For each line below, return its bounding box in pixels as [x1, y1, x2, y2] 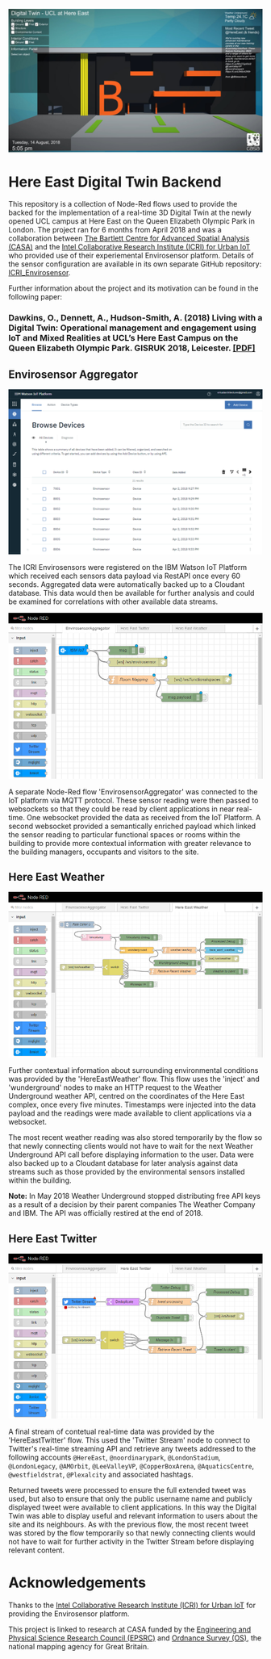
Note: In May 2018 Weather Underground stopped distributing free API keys [8, 1192, 261, 1201]
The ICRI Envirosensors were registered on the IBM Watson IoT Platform [8, 562, 248, 572]
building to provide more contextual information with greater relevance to [8, 838, 252, 848]
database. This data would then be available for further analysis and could [8, 588, 255, 597]
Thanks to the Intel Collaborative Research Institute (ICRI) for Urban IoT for [8, 1600, 256, 1610]
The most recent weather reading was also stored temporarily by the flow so [8, 1133, 263, 1142]
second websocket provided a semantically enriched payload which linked [8, 821, 256, 831]
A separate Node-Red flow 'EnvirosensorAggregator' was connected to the [8, 786, 258, 796]
